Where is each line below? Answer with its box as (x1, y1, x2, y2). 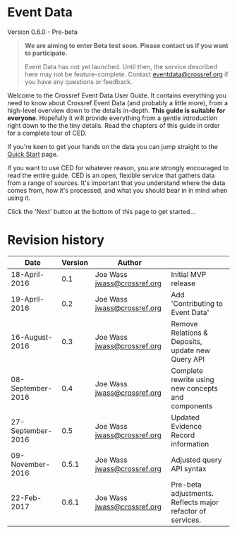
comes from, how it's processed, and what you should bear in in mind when (7, 186, 228, 194)
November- (11, 459, 51, 469)
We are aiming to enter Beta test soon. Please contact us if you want (24, 41, 229, 49)
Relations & (171, 328, 208, 338)
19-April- (11, 294, 44, 304)
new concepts (171, 383, 219, 393)
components (171, 400, 213, 410)
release (171, 278, 196, 288)
